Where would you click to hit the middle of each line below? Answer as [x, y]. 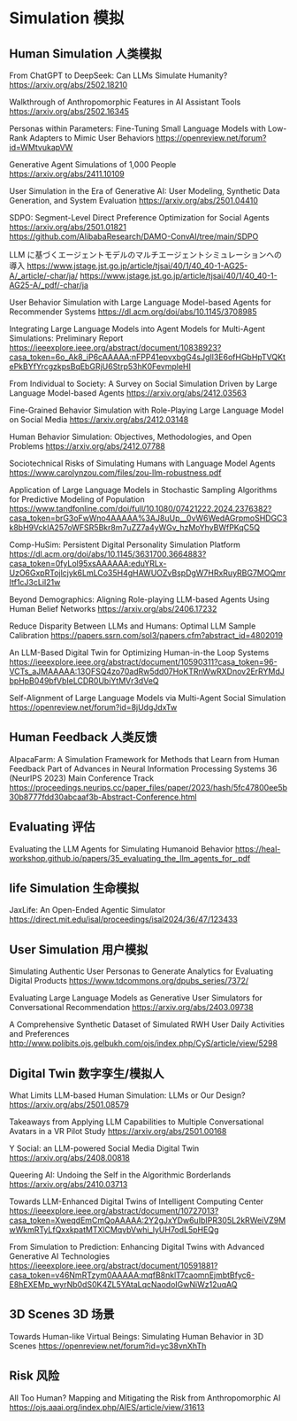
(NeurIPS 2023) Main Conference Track [82, 778]
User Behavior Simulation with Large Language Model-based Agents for [140, 302]
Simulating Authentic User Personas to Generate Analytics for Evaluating [141, 971]
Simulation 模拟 [67, 18]
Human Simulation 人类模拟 [86, 54]
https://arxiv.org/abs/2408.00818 [70, 1158]
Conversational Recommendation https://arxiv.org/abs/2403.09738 [131, 1008]
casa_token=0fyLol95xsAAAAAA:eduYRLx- [88, 564]
